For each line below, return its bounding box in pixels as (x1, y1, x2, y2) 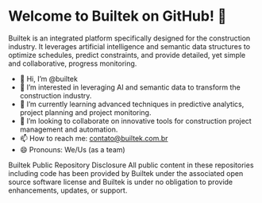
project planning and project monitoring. (19, 107, 152, 117)
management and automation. (19, 124, 118, 134)
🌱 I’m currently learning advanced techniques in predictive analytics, (19, 99, 245, 109)
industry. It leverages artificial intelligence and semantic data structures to (8, 41, 251, 51)
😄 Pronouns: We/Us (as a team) (19, 144, 125, 154)
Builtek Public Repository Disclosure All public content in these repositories (8, 160, 254, 170)
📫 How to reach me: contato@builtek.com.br (19, 133, 168, 143)
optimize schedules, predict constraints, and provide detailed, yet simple (8, 50, 246, 59)
